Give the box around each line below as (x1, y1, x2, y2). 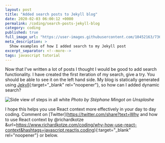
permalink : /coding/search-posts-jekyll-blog (5, 21, 100, 26)
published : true (5, 30, 38, 35)
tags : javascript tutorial (5, 53, 60, 58)
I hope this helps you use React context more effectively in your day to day (5, 106, 156, 112)
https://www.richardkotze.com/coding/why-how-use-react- (16, 122, 137, 128)
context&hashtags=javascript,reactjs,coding (5, 127, 95, 133)
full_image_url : (5, 35, 38, 40)
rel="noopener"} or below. (5, 132, 58, 138)
